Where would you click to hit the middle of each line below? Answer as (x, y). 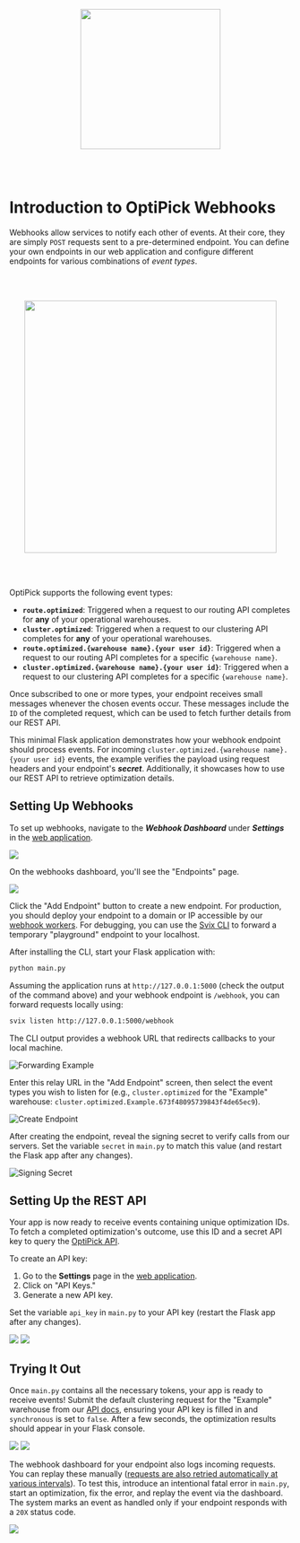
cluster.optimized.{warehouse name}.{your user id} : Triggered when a (155, 667)
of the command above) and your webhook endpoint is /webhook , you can (145, 995)
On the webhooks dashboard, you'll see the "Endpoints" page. (124, 871)
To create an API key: (48, 1259)
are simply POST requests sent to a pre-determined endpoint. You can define (149, 241)
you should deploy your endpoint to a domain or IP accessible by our (136, 915)
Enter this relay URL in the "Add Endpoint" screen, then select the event (141, 1082)
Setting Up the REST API (78, 1201)
